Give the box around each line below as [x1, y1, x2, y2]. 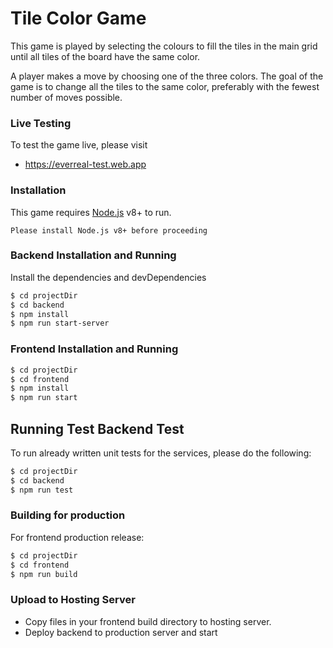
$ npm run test [10, 485, 74, 495]
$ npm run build [10, 569, 78, 579]
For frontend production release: [10, 531, 145, 543]
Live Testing [10, 116, 72, 130]
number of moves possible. [10, 91, 123, 103]
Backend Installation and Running [10, 248, 177, 262]
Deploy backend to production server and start [24, 626, 218, 638]
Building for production [10, 508, 126, 522]
